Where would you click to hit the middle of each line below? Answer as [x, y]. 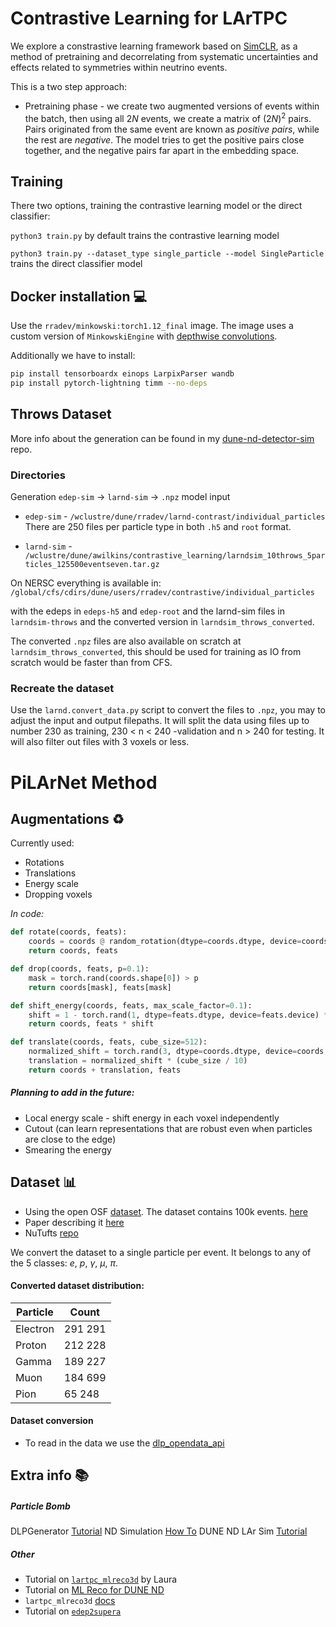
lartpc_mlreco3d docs [70, 1601]
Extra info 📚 [49, 1475]
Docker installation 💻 [79, 296]
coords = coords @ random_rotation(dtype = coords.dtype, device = [165, 942]
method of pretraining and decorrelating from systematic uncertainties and [164, 56]
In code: [27, 914]
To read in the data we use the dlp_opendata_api [124, 1443]
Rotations [44, 863]
